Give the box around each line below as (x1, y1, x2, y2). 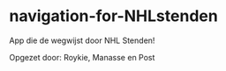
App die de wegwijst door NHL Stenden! (9, 35, 155, 46)
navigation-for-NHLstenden (9, 6, 218, 26)
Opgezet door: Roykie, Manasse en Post (9, 52, 155, 62)
